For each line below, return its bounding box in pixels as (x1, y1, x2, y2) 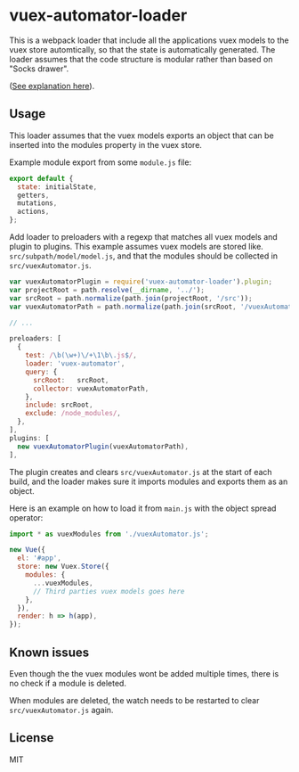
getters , (17, 191, 50, 200)
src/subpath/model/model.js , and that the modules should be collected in (9, 250, 279, 261)
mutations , (17, 199, 58, 208)
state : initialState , (17, 182, 98, 192)
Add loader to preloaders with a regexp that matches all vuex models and (9, 232, 278, 242)
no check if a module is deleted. (9, 678, 127, 688)
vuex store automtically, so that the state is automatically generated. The (9, 44, 276, 54)
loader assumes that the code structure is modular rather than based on (9, 53, 273, 64)
